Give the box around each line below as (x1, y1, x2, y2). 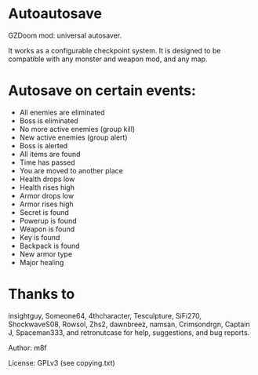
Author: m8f (8, 343, 47, 352)
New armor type (19, 249, 73, 259)
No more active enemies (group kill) (19, 124, 136, 133)
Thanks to (8, 286, 75, 303)
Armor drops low (19, 191, 74, 200)
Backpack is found (19, 241, 80, 250)
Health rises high (19, 182, 74, 192)
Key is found (19, 232, 60, 242)
